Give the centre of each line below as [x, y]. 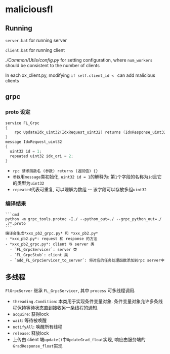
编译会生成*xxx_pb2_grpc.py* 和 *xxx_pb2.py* [52, 233]
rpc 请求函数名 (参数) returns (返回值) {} [55, 171]
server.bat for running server [36, 40]
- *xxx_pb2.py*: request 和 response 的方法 [51, 239]
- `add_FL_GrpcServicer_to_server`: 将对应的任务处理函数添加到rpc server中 [87, 260]
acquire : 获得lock [31, 314]
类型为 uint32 [31, 183]
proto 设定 [18, 112]
